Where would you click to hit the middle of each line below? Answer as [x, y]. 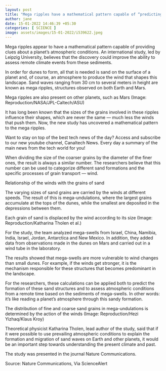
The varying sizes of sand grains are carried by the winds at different [75, 192]
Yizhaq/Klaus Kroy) [25, 319]
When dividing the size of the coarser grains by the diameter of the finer [79, 158]
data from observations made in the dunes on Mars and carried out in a [78, 243]
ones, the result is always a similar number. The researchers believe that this [83, 163]
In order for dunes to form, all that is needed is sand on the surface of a [78, 72]
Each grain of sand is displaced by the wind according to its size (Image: [79, 218]
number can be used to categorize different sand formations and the [75, 168]
